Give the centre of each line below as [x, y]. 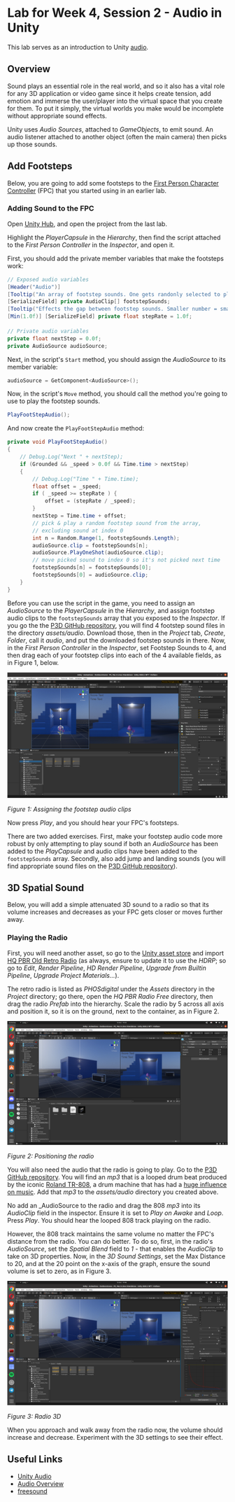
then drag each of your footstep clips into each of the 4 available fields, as [114, 655]
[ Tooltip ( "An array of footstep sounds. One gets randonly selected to [114, 294]
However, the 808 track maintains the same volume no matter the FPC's [111, 1234]
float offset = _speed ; [67, 486]
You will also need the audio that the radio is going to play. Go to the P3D [112, 1170]
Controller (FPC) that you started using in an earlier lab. [87, 190]
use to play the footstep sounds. [54, 401]
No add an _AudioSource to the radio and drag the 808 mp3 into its [104, 1206]
